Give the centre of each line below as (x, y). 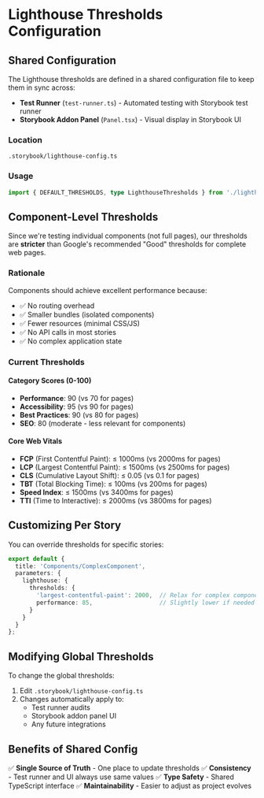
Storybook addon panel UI (73, 716)
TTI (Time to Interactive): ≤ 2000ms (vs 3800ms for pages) (115, 500)
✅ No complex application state (71, 341)
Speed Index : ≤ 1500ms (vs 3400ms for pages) (97, 492)
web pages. (27, 253)
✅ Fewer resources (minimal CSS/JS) (79, 323)
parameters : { (38, 573)
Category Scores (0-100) (50, 380)
